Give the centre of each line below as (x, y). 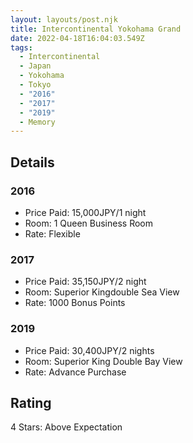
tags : (21, 47)
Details (32, 162)
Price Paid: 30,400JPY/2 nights (89, 350)
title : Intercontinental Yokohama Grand (96, 29)
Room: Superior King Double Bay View (103, 361)
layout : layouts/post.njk (64, 19)
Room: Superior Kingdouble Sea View (102, 292)
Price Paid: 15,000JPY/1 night (85, 212)
